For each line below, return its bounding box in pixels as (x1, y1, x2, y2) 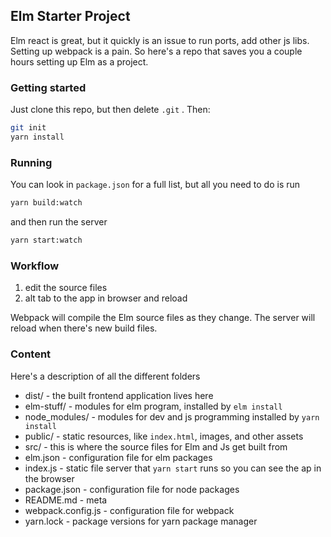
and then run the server (10, 216, 108, 228)
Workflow (10, 259, 60, 273)
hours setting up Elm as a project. (10, 55, 149, 68)
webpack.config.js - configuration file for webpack (24, 504, 235, 516)
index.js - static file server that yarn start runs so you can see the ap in (24, 462, 322, 474)
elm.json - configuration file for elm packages (24, 451, 213, 463)
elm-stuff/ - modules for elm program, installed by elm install (24, 400, 283, 412)
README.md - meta (24, 494, 108, 506)
